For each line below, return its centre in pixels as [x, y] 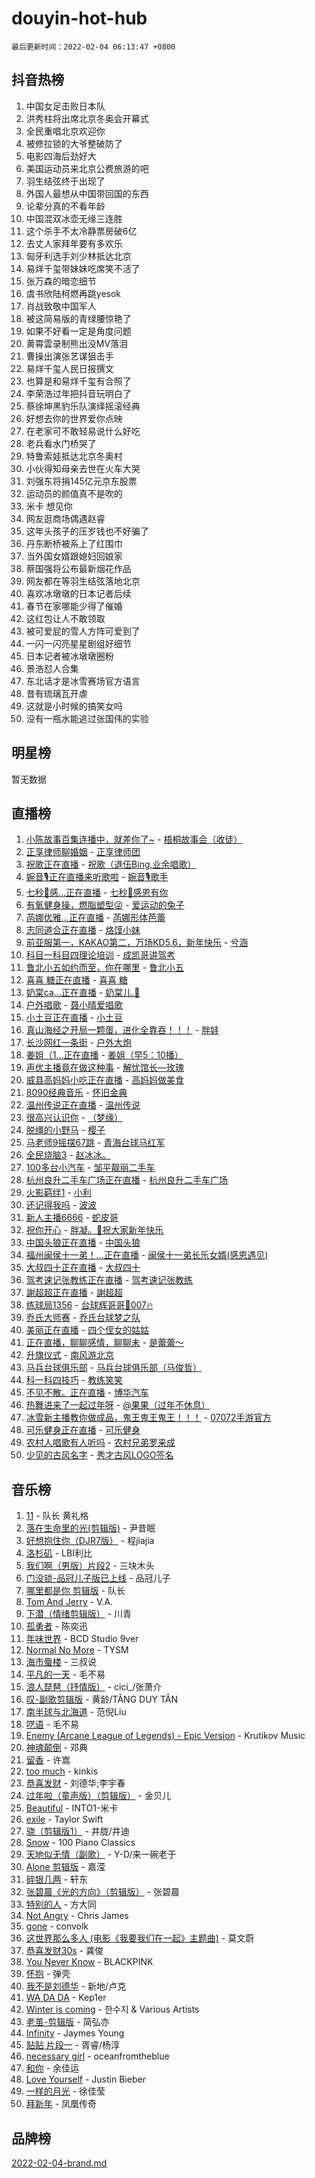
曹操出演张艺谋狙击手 [69, 356]
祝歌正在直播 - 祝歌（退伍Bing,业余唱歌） [111, 864]
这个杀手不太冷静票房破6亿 [81, 231]
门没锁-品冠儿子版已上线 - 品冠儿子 [98, 1578]
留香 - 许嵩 [48, 1760]
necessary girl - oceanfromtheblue [97, 2056]
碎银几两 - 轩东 [57, 1879]
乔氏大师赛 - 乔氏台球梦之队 [83, 1318]
